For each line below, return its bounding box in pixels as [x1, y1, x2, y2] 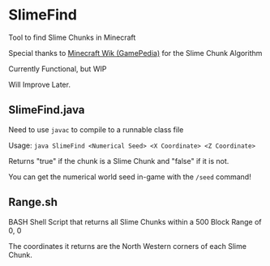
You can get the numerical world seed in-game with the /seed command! [8, 172, 251, 182]
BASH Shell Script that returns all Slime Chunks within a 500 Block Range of [8, 217, 262, 226]
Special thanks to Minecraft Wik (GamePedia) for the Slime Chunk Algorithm [8, 48, 263, 58]
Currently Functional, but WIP [8, 63, 107, 74]
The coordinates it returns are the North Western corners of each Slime [8, 241, 247, 251]
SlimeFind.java [8, 103, 85, 117]
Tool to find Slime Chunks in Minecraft [8, 32, 136, 42]
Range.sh [8, 195, 58, 209]
